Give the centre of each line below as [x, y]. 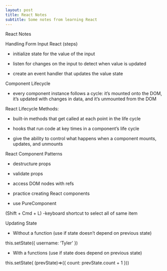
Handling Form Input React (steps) [41, 44]
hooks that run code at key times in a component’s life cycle [76, 129]
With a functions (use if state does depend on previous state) [77, 253]
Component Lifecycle [28, 84]
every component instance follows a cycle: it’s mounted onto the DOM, [87, 94]
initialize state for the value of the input [54, 54]
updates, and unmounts [38, 144]
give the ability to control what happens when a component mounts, [85, 139]
